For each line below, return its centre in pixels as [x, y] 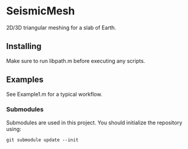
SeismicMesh [41, 11]
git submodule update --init [42, 140]
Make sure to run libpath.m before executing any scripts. [76, 60]
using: [14, 129]
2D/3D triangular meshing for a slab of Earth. [61, 28]
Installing [24, 46]
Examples [25, 80]
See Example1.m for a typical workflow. [54, 94]
